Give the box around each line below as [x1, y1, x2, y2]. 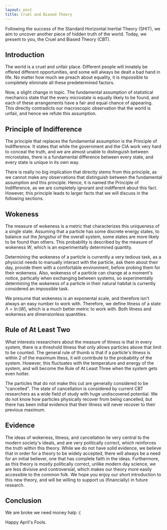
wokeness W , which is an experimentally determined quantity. [5, 244, 133, 250]
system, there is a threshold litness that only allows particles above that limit [5, 344, 162, 350]
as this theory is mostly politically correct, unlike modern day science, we [5, 461, 156, 467]
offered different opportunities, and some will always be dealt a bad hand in [5, 69, 161, 75]
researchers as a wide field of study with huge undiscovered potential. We [5, 391, 158, 397]
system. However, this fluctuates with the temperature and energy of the [5, 360, 154, 366]
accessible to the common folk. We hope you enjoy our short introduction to [5, 471, 162, 477]
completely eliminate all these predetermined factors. [5, 80, 115, 86]
